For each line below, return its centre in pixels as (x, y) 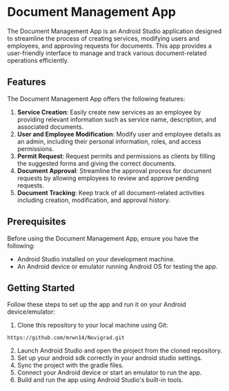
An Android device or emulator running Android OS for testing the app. (117, 266)
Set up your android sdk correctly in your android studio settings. (110, 358)
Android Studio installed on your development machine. (96, 259)
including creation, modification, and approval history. (93, 200)
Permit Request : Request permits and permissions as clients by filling (116, 156)
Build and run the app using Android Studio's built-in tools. (100, 380)
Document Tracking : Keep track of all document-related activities (111, 192)
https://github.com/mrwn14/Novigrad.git (66, 338)
